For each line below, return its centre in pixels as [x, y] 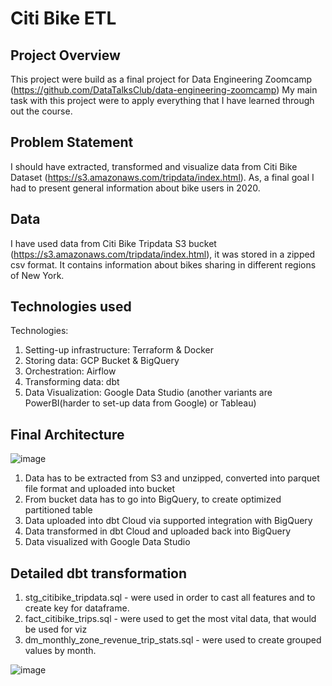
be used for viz [56, 629]
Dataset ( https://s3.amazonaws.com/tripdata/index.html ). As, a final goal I [162, 177]
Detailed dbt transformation [99, 573]
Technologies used [71, 307]
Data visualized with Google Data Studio [107, 542]
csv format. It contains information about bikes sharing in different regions [163, 264]
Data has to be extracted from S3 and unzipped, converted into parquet [172, 478]
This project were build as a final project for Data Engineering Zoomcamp [161, 79]
